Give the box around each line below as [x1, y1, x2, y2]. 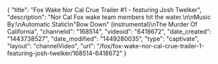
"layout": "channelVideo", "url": [7, 42, 96, 50]
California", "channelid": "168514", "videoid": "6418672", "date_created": [7, 27, 212, 35]
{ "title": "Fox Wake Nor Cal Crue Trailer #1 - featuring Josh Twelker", [7, 6, 202, 14]
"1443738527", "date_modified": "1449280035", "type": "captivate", [7, 35, 199, 43]
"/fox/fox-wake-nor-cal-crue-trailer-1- [96, 42, 204, 50]
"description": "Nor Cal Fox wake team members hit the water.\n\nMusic [7, 13, 211, 21]
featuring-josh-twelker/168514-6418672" [7, 49, 123, 57]
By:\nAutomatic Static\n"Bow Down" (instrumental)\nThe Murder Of [7, 20, 197, 28]
